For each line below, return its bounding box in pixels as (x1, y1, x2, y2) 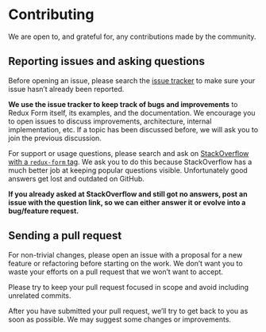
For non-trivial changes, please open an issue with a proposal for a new (8, 250, 243, 259)
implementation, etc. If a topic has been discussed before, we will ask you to (8, 124, 259, 134)
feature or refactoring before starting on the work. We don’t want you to (8, 258, 244, 268)
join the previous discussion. (8, 133, 102, 143)
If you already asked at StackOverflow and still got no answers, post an (8, 189, 248, 199)
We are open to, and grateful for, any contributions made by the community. (8, 32, 256, 41)
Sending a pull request (8, 229, 122, 242)
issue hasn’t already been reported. (8, 84, 125, 93)
